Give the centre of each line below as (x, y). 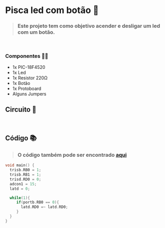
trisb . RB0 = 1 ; (25, 170)
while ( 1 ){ (20, 198)
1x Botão (21, 83)
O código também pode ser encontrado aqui (72, 155)
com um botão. (36, 32)
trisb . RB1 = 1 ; (25, 175)
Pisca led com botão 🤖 (52, 10)
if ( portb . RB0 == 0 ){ (37, 202)
